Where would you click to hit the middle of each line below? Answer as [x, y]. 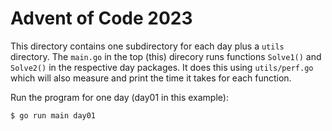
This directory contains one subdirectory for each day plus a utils [147, 46]
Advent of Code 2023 [101, 18]
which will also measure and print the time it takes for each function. [151, 78]
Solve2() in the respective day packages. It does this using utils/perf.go [162, 67]
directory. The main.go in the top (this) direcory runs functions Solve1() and [166, 56]
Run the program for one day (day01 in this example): [119, 97]
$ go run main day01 [53, 115]
